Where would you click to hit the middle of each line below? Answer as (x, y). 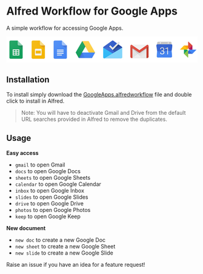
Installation (28, 80)
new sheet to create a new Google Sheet (65, 246)
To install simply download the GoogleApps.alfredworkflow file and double (99, 94)
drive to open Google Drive (49, 203)
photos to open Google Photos (53, 210)
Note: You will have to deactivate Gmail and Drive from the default (103, 112)
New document (26, 228)
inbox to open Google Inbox (50, 190)
